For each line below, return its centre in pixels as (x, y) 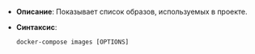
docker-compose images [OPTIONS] (72, 42)
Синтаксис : (36, 27)
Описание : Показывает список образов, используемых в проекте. (132, 12)
